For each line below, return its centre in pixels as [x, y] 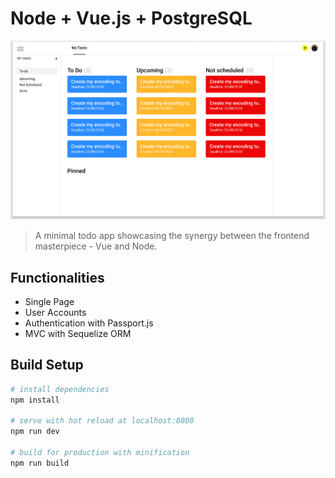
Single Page [49, 301]
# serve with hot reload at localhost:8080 [102, 421]
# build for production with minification [100, 453]
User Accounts [55, 312]
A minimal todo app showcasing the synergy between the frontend [172, 236]
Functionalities [57, 277]
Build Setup [47, 365]
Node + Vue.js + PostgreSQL [131, 18]
